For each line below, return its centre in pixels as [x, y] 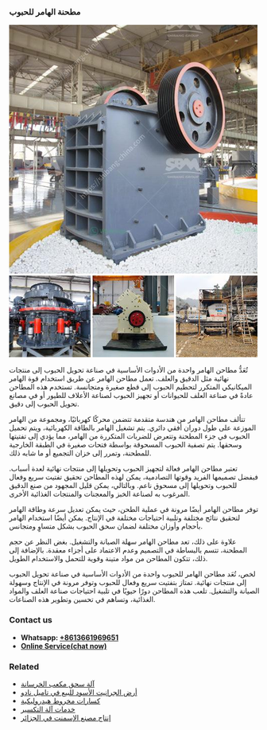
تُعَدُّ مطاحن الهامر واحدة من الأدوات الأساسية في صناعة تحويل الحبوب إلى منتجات [129, 370]
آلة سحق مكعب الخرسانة [57, 684]
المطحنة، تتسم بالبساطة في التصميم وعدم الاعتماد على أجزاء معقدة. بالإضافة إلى [128, 550]
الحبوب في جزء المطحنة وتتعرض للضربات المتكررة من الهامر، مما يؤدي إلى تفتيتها [130, 436]
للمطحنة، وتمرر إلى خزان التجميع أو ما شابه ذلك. [80, 453]
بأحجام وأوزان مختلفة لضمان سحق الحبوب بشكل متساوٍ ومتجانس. [106, 526]
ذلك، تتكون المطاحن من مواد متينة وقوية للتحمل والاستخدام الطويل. [108, 559]
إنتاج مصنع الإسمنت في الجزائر [66, 717]
